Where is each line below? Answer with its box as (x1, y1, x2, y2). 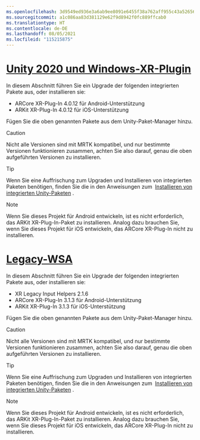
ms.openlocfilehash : (6, 8, 58, 15)
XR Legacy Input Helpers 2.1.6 (14, 290, 89, 297)
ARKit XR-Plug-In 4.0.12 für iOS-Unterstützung (14, 106, 129, 113)
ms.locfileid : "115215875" (6, 36, 73, 42)
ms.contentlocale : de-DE (6, 25, 68, 32)
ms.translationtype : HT (6, 20, 65, 26)
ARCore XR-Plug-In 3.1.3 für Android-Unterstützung (14, 296, 142, 303)
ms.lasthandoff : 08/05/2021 (6, 31, 76, 37)
